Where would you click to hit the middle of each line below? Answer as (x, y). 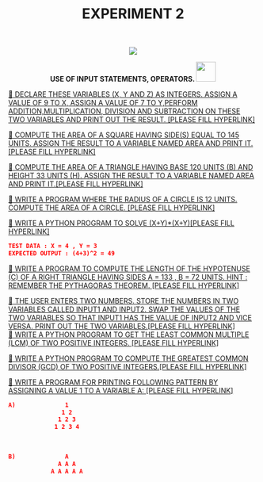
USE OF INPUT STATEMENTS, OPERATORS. (123, 78)
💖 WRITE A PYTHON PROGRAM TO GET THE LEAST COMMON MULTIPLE (129, 335)
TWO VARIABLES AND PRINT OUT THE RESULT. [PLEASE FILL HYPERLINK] (132, 119)
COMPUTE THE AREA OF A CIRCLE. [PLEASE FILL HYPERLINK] (112, 208)
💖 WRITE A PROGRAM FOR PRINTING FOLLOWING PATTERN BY (113, 382)
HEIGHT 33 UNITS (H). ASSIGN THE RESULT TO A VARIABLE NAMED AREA (131, 175)
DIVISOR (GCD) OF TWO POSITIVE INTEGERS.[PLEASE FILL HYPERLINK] (128, 366)
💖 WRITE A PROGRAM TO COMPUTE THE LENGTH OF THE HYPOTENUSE (130, 268)
